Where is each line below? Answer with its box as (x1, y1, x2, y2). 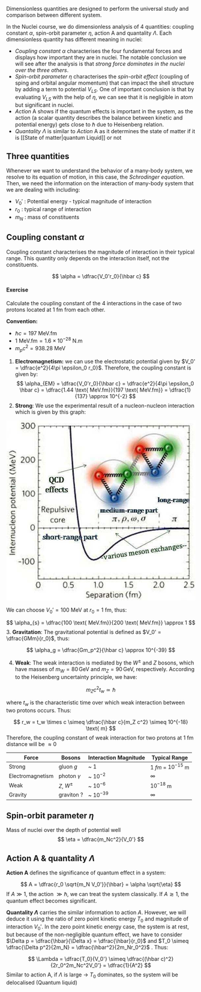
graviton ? (58, 791, 83, 798)
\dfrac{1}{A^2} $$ (107, 961, 151, 969)
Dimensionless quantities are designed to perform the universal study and (6, 5, 189, 12)
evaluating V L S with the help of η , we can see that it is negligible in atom (14, 93, 193, 102)
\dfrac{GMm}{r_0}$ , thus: (6, 635, 70, 642)
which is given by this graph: (14, 408, 86, 416)
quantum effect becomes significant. (6, 897, 97, 904)
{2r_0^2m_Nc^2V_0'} (50, 961, 102, 969)
